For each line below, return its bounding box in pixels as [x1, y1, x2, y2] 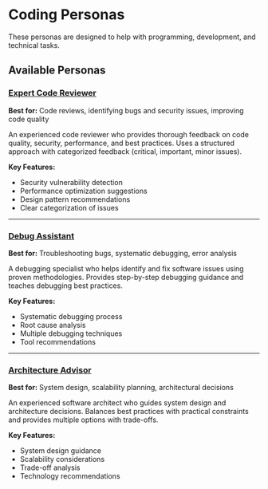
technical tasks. [8, 40, 60, 49]
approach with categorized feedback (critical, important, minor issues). [8, 146, 242, 156]
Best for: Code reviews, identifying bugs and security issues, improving [8, 105, 245, 115]
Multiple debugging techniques [19, 329, 123, 338]
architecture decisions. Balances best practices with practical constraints [8, 407, 249, 416]
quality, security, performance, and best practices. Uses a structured [8, 138, 235, 148]
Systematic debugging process [19, 311, 123, 321]
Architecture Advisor [8, 365, 92, 376]
